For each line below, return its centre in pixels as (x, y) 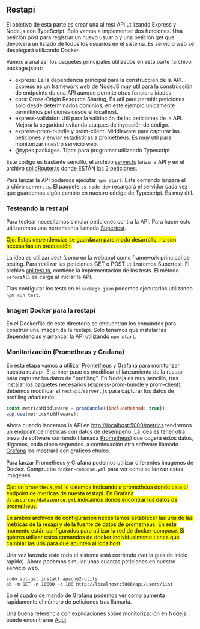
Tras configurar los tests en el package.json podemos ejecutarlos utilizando (100, 289)
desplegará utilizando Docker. (43, 50)
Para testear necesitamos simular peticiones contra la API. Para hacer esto (98, 222)
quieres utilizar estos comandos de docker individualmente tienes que (93, 537)
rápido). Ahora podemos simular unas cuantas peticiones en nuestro (91, 562)
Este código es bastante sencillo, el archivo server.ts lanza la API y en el (95, 161)
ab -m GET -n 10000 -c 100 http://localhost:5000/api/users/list (89, 584)
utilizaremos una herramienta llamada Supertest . (66, 228)
